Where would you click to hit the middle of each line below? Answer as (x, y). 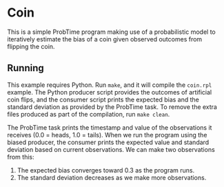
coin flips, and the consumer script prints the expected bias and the (103, 99)
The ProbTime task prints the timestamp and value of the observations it (110, 127)
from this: (21, 157)
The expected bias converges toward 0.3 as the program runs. (106, 170)
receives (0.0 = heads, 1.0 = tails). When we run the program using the (107, 135)
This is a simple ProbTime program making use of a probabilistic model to (111, 32)
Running (26, 68)
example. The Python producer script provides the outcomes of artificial (110, 92)
